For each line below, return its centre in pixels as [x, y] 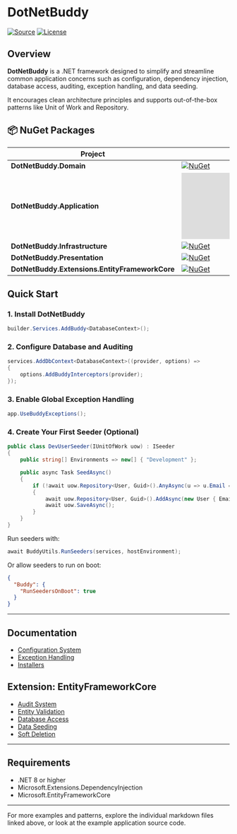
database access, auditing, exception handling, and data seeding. [103, 86]
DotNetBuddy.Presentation [57, 257]
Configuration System [49, 650]
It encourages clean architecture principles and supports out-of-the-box [113, 100]
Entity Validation [41, 711]
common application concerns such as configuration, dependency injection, [118, 78]
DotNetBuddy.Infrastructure [59, 246]
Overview [29, 54]
